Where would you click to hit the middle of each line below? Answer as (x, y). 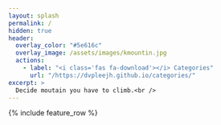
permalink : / (30, 23)
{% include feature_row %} (53, 113)
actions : (30, 61)
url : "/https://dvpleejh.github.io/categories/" (113, 75)
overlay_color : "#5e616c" (59, 46)
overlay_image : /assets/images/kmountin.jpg (91, 53)
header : (21, 38)
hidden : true (30, 30)
